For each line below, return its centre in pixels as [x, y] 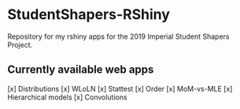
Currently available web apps [81, 70]
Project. [20, 44]
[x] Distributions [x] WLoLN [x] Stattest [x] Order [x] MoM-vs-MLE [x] [120, 88]
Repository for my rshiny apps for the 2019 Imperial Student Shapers [118, 36]
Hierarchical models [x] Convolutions [67, 97]
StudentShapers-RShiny [89, 15]
